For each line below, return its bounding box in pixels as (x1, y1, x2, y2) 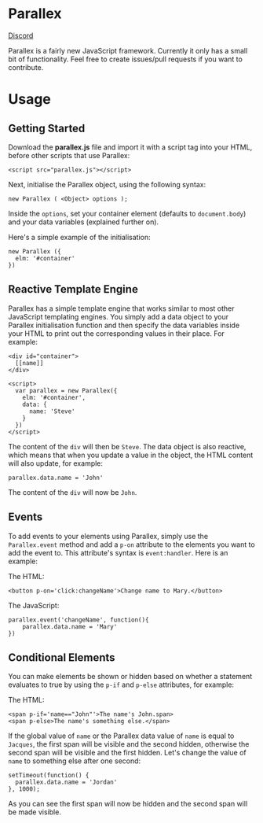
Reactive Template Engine (8, 282, 139, 296)
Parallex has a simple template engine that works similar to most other (8, 304, 235, 313)
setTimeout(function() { (8, 772, 89, 780)
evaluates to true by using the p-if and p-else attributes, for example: (8, 680, 234, 689)
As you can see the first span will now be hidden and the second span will (8, 799, 248, 809)
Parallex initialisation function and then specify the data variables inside (8, 320, 240, 330)
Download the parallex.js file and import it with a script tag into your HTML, (8, 142, 253, 152)
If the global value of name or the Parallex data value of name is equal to (8, 731, 235, 740)
